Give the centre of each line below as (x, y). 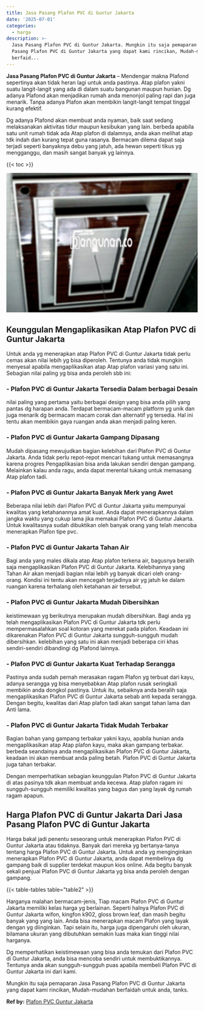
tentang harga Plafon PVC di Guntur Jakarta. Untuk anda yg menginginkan (99, 852)
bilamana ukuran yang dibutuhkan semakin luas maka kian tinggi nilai (93, 934)
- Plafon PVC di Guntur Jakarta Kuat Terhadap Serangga (91, 664)
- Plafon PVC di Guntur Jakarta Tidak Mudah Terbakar (87, 725)
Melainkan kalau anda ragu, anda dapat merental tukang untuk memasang (99, 470)
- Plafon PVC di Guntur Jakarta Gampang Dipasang (83, 438)
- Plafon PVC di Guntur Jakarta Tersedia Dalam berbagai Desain (102, 389)
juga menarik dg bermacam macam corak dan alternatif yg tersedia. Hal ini (100, 415)
